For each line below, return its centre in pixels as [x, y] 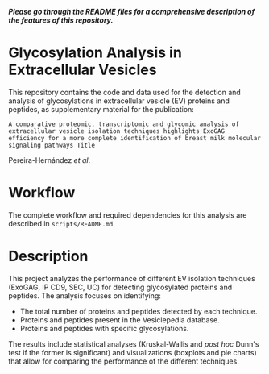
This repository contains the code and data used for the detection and [125, 92]
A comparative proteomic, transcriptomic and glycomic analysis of [124, 124]
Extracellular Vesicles [83, 70]
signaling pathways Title [52, 145]
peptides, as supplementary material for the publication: [101, 109]
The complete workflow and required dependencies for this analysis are [128, 215]
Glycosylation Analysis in [95, 53]
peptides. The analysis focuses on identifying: [85, 295]
